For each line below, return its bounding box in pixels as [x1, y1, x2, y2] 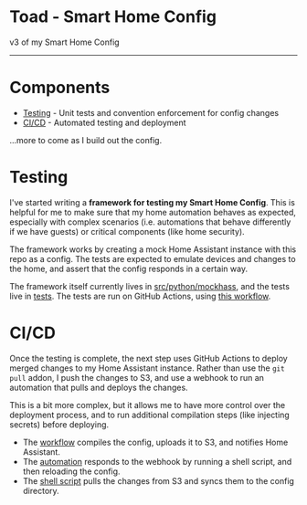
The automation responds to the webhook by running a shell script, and [22, 456, 292, 467]
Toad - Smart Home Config [9, 6, 217, 27]
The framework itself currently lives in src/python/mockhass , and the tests [9, 280, 291, 291]
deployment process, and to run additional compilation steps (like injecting [9, 409, 290, 420]
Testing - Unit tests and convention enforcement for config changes [22, 107, 280, 118]
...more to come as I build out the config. [9, 134, 163, 145]
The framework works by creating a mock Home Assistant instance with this [9, 244, 297, 255]
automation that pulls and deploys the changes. [9, 382, 189, 393]
